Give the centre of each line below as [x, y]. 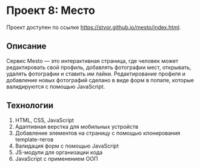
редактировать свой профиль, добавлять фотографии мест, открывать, [99, 67]
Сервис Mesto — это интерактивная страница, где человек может [92, 60]
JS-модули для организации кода [59, 152]
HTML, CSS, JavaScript [45, 120]
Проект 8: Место [51, 11]
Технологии [30, 105]
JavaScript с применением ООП [56, 158]
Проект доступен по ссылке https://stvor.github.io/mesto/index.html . [94, 27]
